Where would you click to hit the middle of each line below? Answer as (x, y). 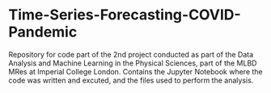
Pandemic (43, 32)
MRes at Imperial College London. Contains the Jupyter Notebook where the (135, 71)
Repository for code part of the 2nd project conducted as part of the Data (131, 54)
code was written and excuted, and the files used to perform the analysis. (131, 80)
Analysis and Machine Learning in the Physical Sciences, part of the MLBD (133, 63)
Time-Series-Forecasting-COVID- (125, 15)
